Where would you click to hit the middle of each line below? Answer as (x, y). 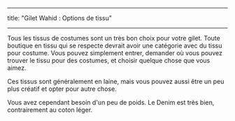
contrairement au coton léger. (50, 110)
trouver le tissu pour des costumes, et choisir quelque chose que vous (109, 60)
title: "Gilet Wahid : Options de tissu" (60, 18)
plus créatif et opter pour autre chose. (62, 89)
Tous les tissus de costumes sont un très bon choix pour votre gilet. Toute (114, 38)
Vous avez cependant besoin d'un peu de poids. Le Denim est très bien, (111, 102)
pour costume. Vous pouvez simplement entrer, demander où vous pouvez (115, 53)
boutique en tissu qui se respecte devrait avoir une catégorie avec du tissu (115, 45)
